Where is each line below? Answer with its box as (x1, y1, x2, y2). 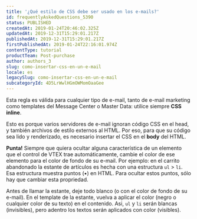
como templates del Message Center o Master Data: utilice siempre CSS (6, 103, 182, 109)
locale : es (6, 69, 33, 75)
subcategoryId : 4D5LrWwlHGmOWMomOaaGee (6, 80, 104, 86)
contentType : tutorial (6, 47, 62, 53)
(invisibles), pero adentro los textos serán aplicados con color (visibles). (6, 207, 181, 213)
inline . (6, 109, 22, 116)
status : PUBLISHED (6, 20, 51, 25)
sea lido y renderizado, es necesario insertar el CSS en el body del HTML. (6, 133, 186, 140)
